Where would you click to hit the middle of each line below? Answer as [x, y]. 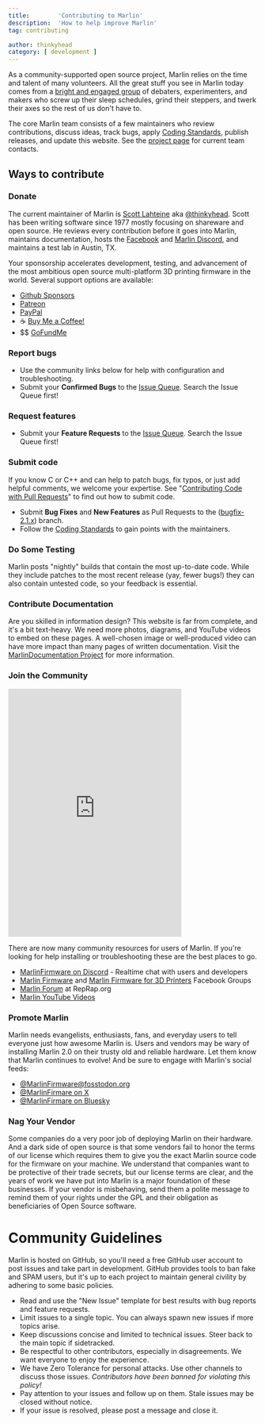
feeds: [19, 1068]
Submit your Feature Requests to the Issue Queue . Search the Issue [131, 433]
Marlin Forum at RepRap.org [65, 988]
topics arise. [40, 1326]
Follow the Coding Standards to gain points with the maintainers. [125, 529]
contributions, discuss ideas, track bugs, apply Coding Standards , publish [129, 133]
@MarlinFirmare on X [54, 1092]
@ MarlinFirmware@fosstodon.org [75, 1083]
